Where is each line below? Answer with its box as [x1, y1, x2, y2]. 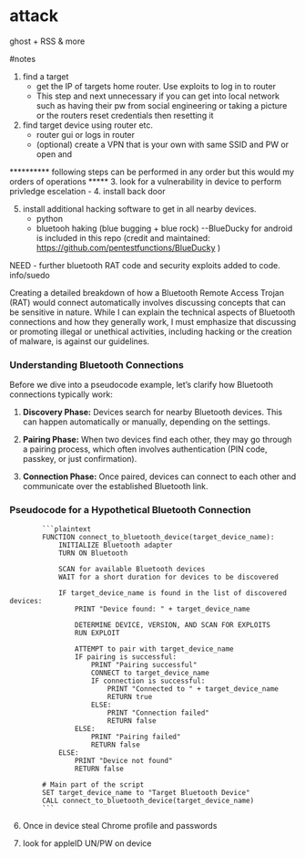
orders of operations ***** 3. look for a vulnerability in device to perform [9, 175, 282, 187]
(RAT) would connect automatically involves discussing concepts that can [9, 297, 287, 308]
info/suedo [9, 269, 50, 280]
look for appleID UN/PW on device [22, 837, 152, 849]
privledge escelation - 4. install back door [9, 185, 166, 196]
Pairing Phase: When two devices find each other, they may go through [22, 434, 292, 445]
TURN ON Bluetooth [57, 549, 128, 558]
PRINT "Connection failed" [107, 708, 209, 717]
